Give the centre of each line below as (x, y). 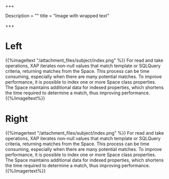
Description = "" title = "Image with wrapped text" (57, 16)
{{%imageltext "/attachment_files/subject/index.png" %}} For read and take (84, 60)
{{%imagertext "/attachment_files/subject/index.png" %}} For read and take (84, 133)
